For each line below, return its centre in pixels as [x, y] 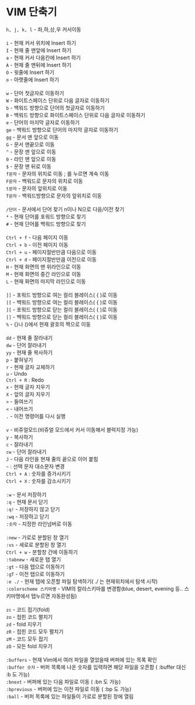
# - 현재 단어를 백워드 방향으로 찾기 [46, 224]
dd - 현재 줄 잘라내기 [29, 338]
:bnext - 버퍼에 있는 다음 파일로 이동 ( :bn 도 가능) [64, 682]
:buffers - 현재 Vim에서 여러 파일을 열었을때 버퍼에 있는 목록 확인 [81, 659]
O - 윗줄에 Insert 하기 [30, 72]
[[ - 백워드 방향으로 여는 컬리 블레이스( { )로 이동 [62, 302]
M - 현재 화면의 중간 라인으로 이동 [44, 274]
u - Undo [17, 373]
